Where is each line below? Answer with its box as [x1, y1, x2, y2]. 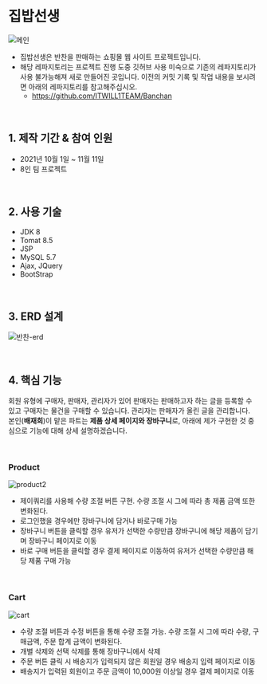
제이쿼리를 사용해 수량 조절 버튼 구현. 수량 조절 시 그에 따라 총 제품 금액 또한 [19, 496, 256, 506]
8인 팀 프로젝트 [19, 164, 68, 174]
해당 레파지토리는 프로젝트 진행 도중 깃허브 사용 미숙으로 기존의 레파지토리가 [19, 61, 257, 72]
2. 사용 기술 [8, 205, 62, 219]
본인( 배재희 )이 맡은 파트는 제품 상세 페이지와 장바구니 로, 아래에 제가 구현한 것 [8, 416, 246, 426]
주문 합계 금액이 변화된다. [43, 636, 122, 646]
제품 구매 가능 [28, 556, 72, 566]
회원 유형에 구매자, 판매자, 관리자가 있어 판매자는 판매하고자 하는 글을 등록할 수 [8, 396, 253, 406]
